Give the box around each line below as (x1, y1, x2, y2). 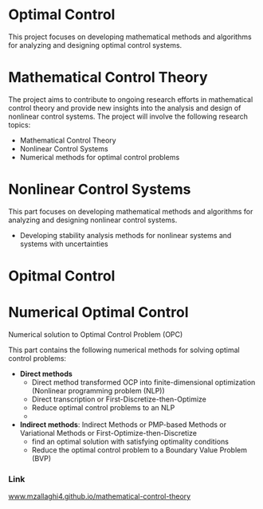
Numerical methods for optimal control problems (19, 152, 180, 162)
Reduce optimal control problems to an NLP (31, 402, 175, 412)
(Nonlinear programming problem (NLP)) (31, 386, 165, 395)
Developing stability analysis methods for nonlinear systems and (19, 230, 232, 240)
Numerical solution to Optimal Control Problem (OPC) (8, 329, 183, 339)
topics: (8, 119, 31, 129)
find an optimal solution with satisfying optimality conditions (31, 437, 230, 446)
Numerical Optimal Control (8, 303, 189, 322)
